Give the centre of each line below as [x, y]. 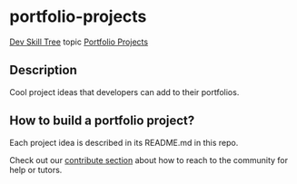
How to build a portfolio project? [102, 121]
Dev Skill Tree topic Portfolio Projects [79, 42]
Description [43, 70]
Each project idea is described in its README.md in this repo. [124, 142]
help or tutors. [36, 169]
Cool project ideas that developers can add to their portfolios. [124, 92]
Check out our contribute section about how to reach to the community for [149, 160]
